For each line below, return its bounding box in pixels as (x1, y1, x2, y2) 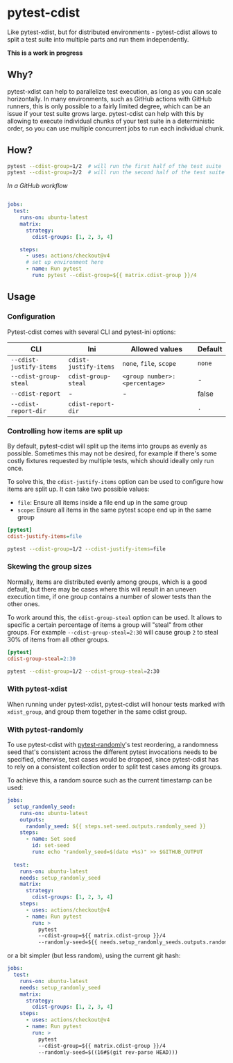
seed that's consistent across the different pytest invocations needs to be (7, 748, 218, 756)
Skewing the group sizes (7, 562, 92, 571)
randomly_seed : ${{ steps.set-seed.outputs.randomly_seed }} (25, 823, 207, 830)
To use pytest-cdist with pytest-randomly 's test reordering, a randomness (7, 741, 218, 749)
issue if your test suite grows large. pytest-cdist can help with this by (7, 109, 205, 117)
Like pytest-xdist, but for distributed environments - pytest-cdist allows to (7, 28, 218, 36)
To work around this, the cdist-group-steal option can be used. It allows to (7, 613, 223, 621)
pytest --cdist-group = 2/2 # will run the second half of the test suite (7, 169, 225, 176)
